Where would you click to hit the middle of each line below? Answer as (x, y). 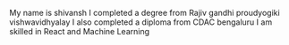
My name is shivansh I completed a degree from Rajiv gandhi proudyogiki (144, 13)
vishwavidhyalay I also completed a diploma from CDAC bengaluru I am (141, 22)
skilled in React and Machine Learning (80, 31)
